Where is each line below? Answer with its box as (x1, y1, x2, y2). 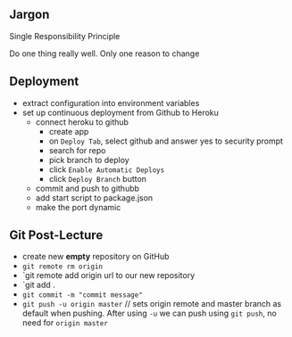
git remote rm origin (21, 262, 103, 271)
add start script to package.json (35, 192, 154, 203)
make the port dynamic (35, 201, 121, 212)
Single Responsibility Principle (9, 30, 121, 41)
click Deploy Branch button (48, 173, 147, 184)
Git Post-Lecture (9, 227, 104, 243)
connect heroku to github (35, 116, 129, 127)
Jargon (9, 7, 50, 22)
